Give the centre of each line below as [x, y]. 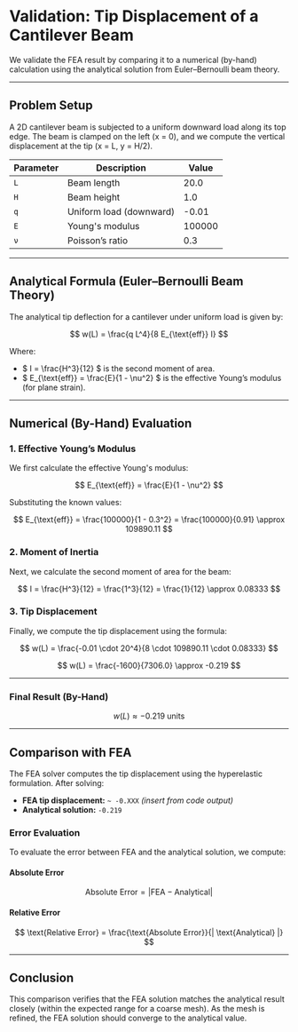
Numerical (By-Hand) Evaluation [101, 423]
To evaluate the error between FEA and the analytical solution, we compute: [148, 852]
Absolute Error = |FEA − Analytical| [149, 892]
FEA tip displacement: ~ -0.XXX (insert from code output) [127, 800]
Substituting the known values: [66, 503]
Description [121, 168]
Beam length [94, 182]
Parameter [36, 168]
